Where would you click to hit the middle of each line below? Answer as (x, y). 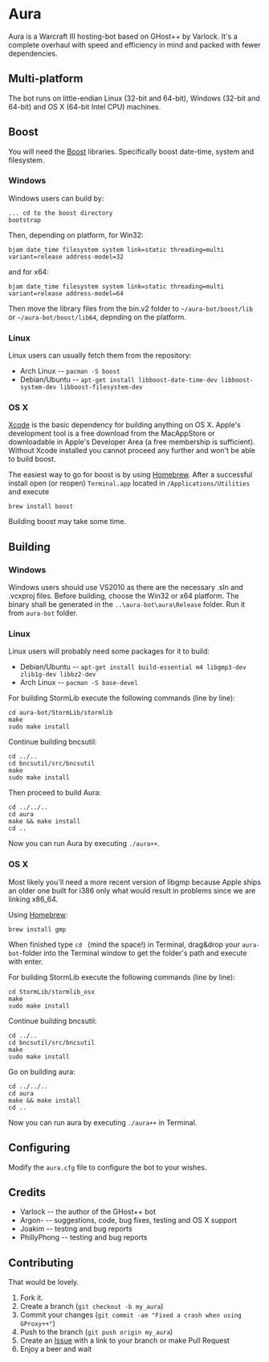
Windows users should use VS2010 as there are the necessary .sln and (126, 588)
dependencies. (33, 53)
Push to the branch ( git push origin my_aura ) (96, 1332)
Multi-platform (46, 78)
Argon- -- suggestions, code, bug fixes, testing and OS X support (128, 1220)
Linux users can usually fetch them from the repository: (100, 356)
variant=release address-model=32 (66, 257)
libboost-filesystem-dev (101, 387)
